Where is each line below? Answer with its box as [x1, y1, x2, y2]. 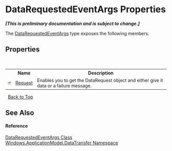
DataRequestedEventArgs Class [5, 134, 73, 140]
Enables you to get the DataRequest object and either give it [37, 77, 163, 83]
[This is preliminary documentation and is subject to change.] [5, 20, 140, 27]
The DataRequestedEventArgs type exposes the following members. [5, 30, 149, 36]
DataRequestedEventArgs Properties [5, 4, 166, 15]
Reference [5, 122, 28, 129]
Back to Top [7, 94, 33, 100]
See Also [5, 109, 34, 117]
